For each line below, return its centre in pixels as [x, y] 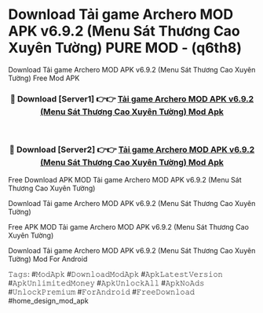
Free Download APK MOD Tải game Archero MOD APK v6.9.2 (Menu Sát [125, 179]
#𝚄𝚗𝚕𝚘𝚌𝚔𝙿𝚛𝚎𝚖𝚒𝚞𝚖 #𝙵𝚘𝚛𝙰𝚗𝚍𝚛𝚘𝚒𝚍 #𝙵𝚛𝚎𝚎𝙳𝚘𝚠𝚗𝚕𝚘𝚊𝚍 [101, 292]
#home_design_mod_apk [48, 300]
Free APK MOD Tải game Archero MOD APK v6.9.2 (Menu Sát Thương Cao [129, 226]
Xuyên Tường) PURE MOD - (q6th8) [125, 48]
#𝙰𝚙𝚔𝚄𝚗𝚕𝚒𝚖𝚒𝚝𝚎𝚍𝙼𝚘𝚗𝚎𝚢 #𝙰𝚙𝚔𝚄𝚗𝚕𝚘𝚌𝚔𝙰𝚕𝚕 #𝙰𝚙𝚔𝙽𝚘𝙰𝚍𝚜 [106, 283]
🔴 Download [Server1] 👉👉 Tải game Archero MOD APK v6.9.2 [132, 98]
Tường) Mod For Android [48, 259]
